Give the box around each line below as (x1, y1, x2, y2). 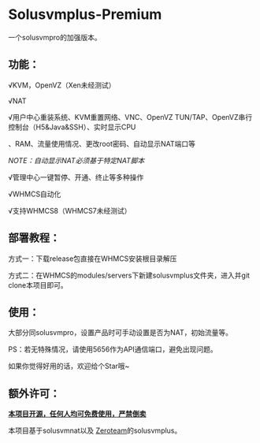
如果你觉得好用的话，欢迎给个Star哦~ (8, 361, 130, 371)
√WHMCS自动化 (8, 189, 61, 199)
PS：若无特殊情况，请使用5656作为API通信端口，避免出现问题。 (8, 344, 218, 354)
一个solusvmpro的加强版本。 (8, 32, 102, 42)
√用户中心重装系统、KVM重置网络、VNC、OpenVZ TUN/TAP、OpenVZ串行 (8, 112, 253, 121)
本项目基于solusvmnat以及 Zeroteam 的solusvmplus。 (8, 426, 182, 435)
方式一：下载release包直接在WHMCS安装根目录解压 (8, 254, 177, 263)
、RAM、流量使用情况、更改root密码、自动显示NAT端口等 (8, 139, 195, 148)
